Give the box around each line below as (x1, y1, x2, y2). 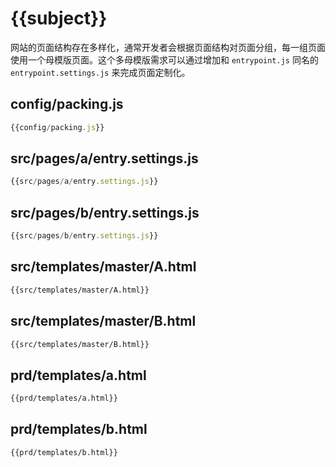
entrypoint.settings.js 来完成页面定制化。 (10, 66, 191, 78)
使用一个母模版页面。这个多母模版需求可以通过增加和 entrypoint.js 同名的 (10, 53, 319, 66)
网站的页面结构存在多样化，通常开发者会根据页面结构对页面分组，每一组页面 (10, 41, 326, 53)
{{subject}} (10, 7, 108, 30)
